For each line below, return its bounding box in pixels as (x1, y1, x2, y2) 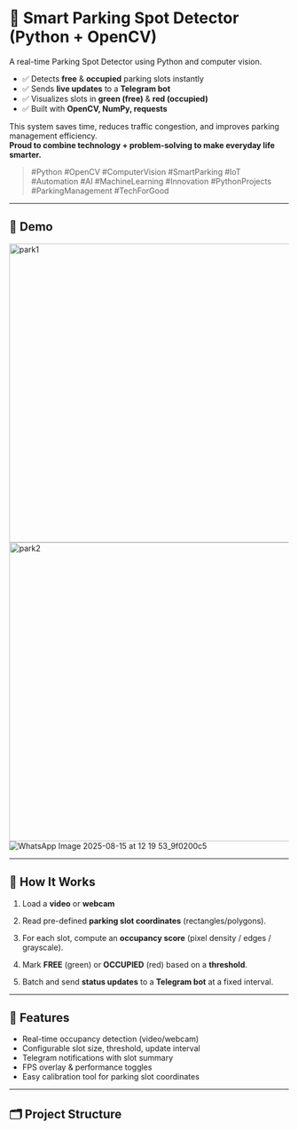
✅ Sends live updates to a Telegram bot (21, 83, 171, 94)
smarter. (9, 149, 42, 160)
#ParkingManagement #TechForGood (30, 185, 169, 196)
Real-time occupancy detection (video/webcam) (21, 1033, 200, 1045)
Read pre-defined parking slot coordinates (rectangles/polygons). (21, 915, 267, 926)
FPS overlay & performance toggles (21, 1062, 153, 1072)
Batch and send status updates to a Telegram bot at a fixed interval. (21, 976, 274, 987)
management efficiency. (9, 130, 98, 141)
